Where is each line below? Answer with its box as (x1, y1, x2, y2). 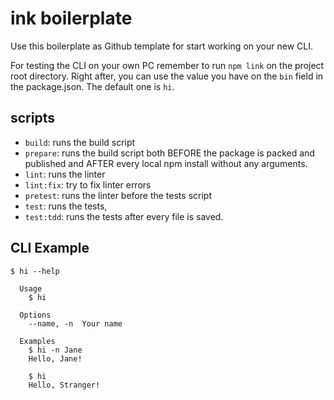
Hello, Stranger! (28, 380, 101, 390)
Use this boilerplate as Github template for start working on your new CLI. (10, 40, 313, 52)
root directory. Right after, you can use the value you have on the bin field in (10, 70, 324, 82)
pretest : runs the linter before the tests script (24, 189, 212, 201)
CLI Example (10, 240, 90, 257)
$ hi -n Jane (28, 345, 83, 355)
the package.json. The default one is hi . (10, 80, 175, 92)
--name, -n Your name (28, 318, 123, 329)
